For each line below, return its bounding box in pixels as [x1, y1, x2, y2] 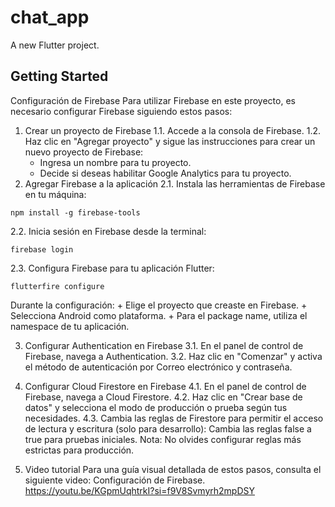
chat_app [10, 6, 90, 29]
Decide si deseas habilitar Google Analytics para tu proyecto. [39, 167, 292, 179]
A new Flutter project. [10, 39, 100, 51]
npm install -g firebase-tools [10, 207, 141, 218]
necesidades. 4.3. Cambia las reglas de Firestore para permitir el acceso [24, 412, 324, 424]
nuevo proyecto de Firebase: [24, 146, 144, 158]
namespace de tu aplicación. [10, 320, 130, 332]
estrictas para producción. [24, 444, 135, 456]
